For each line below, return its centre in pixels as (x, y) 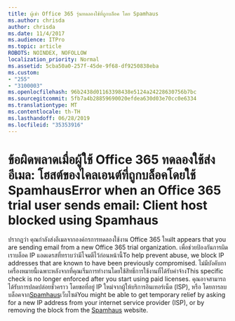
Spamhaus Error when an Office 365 (115, 190)
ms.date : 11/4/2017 (36, 33)
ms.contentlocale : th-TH (44, 112)
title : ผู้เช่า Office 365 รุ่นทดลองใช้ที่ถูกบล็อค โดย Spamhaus (83, 14)
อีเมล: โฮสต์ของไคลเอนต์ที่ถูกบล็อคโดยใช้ (102, 175)
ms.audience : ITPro (36, 40)
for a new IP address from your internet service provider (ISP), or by (106, 303)
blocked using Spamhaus (83, 220)
